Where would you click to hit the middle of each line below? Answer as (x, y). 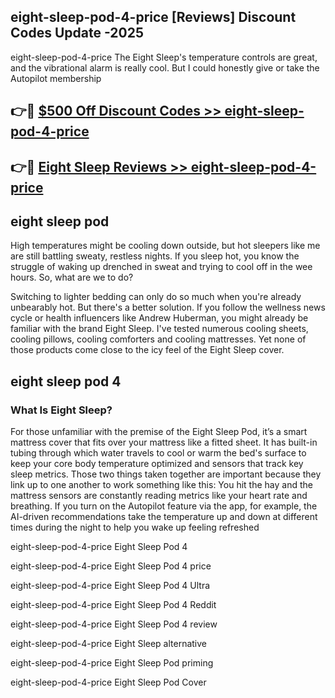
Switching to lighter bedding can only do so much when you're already (156, 297)
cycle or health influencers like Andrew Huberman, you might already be (159, 318)
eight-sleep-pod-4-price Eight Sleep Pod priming (112, 663)
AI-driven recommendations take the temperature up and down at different (164, 517)
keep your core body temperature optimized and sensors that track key (157, 464)
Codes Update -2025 (77, 33)
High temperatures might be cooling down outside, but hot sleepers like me (165, 246)
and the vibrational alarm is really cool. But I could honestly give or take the (165, 67)
